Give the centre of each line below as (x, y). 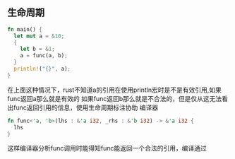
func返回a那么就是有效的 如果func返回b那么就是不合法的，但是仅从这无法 (115, 98)
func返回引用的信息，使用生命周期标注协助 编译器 (86, 107)
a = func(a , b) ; (44, 56)
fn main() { (25, 29)
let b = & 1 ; (37, 49)
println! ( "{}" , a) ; (42, 69)
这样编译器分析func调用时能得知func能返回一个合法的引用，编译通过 (107, 148)
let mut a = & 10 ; (39, 36)
